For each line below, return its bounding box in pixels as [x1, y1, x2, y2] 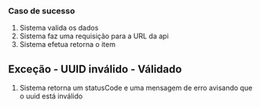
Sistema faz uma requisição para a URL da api [19, 31, 169, 41]
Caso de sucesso [8, 5, 75, 16]
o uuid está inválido [19, 91, 83, 101]
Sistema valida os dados [19, 23, 99, 33]
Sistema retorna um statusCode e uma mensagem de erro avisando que [19, 84, 253, 93]
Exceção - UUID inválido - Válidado [8, 62, 182, 76]
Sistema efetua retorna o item [19, 40, 116, 49]
